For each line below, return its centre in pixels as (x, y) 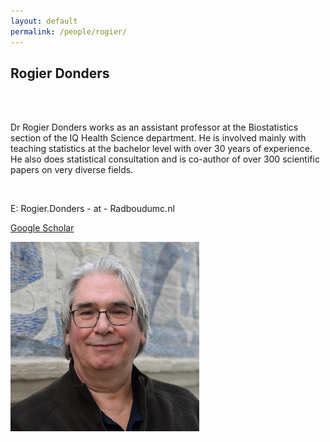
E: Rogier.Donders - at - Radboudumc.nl (92, 209)
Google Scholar (42, 228)
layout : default (44, 21)
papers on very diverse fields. (72, 170)
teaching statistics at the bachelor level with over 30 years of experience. (161, 149)
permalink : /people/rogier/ (69, 31)
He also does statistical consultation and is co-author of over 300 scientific (165, 159)
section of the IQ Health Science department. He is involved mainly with (158, 138)
